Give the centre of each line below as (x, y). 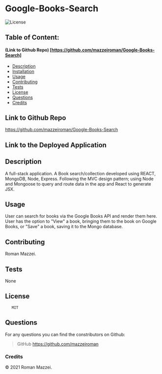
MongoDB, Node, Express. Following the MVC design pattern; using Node (79, 179)
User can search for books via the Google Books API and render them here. (81, 216)
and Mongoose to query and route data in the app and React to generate (78, 184)
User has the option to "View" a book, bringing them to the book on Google (81, 221)
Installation (23, 71)
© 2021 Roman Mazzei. (29, 367)
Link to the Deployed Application (56, 145)
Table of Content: (32, 37)
